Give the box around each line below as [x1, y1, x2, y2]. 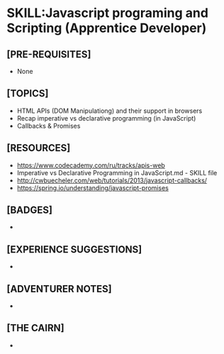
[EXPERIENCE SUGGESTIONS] [6, 243, 142, 255]
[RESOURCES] [6, 142, 71, 154]
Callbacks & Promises [16, 121, 81, 130]
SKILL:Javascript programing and [6, 5, 208, 21]
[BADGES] [6, 204, 52, 216]
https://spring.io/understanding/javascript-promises [16, 183, 169, 192]
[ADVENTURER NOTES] [6, 282, 113, 295]
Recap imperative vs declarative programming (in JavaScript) [16, 114, 196, 122]
